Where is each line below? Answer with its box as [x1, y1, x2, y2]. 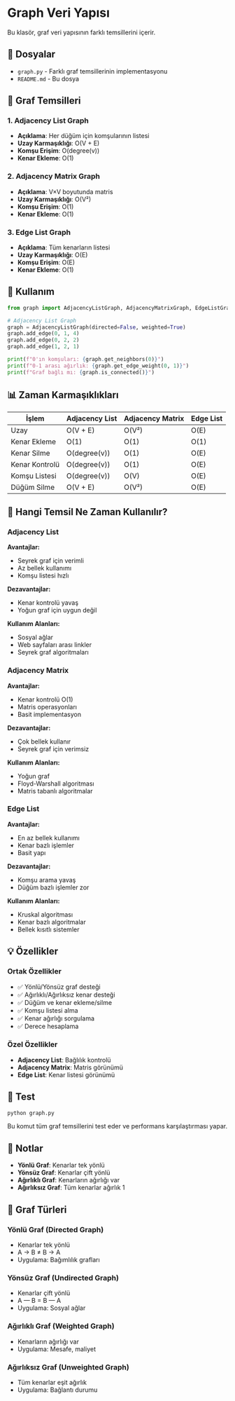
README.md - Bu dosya [17, 74, 79, 83]
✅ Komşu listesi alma [17, 1006, 78, 1014]
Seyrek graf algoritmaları [17, 648, 89, 657]
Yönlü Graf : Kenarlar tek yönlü [17, 1161, 105, 1170]
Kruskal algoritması [17, 910, 73, 919]
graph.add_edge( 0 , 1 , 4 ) [7, 330, 80, 337]
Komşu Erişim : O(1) [17, 202, 74, 211]
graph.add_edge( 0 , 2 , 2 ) [7, 336, 80, 344]
